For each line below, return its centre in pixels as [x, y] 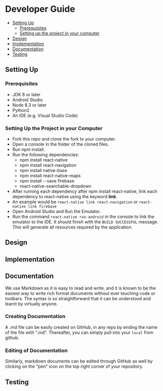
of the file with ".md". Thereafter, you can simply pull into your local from [79, 332]
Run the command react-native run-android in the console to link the [83, 216]
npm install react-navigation [48, 165]
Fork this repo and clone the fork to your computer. [64, 139]
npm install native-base [43, 170]
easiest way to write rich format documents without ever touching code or [80, 293]
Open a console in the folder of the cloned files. [61, 144]
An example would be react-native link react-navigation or [75, 202]
